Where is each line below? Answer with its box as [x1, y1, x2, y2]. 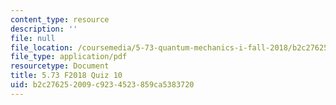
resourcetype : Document [10, 61, 110, 71]
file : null [10, 33, 56, 43]
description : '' [10, 24, 78, 34]
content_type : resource [10, 14, 110, 25]
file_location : [10, 42, 74, 53]
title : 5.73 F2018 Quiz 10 [10, 71, 123, 81]
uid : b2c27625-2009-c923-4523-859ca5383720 [10, 80, 195, 90]
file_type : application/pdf [10, 52, 128, 62]
